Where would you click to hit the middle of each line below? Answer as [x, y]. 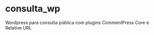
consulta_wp [33, 9]
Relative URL [18, 27]
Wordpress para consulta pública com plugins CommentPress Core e [77, 22]
